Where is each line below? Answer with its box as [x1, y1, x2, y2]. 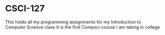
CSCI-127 [5, 3, 45, 14]
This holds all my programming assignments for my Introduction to [5, 19, 141, 25]
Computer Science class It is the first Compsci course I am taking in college [5, 24, 160, 30]
